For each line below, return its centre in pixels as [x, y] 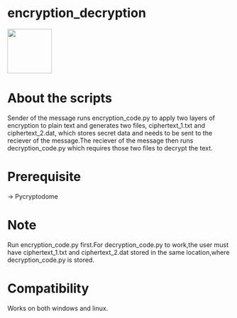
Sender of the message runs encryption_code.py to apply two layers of [111, 118]
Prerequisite [44, 177]
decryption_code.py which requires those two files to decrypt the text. [110, 148]
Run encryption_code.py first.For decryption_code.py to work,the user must [118, 245]
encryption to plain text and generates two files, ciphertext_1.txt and [106, 125]
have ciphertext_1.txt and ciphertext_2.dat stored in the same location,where [118, 252]
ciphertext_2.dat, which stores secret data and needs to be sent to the [110, 133]
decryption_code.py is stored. [51, 260]
